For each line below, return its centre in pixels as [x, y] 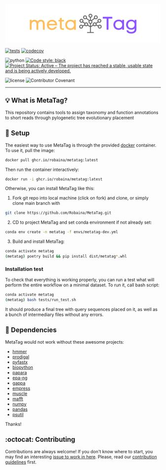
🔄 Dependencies [31, 330]
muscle [20, 393]
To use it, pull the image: [30, 150]
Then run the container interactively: [42, 169]
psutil [18, 414]
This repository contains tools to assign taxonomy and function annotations [82, 112]
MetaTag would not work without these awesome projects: [65, 342]
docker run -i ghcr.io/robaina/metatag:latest [54, 179]
